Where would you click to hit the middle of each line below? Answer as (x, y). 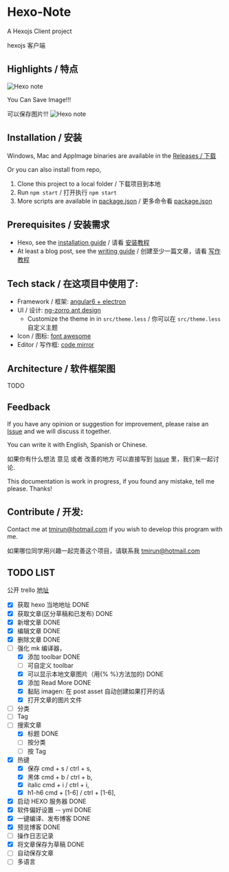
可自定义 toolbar (50, 665)
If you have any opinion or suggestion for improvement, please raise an (108, 424)
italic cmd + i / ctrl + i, (58, 784)
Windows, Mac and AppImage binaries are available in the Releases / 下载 (112, 155)
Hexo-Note (39, 12)
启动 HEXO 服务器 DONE (52, 801)
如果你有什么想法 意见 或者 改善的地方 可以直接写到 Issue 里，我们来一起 (110, 459)
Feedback (29, 407)
